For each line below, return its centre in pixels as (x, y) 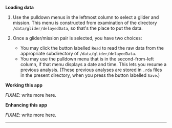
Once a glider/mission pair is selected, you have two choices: (77, 38)
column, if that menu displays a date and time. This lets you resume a (93, 64)
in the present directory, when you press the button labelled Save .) (90, 75)
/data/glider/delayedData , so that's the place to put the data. (78, 28)
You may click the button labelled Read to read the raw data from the (92, 48)
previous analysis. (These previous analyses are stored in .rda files (91, 70)
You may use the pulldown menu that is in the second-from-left (87, 59)
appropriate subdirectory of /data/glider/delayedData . (78, 54)
